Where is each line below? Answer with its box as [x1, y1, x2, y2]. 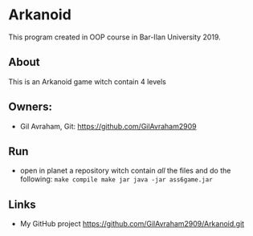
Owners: [8, 100, 52, 114]
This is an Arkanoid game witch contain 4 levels [8, 76, 166, 86]
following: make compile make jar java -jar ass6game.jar [19, 174, 213, 184]
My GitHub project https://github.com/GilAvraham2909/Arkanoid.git [19, 219, 245, 229]
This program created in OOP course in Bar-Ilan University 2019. [8, 32, 221, 42]
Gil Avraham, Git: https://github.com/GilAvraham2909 [19, 121, 197, 131]
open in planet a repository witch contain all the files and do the [19, 166, 231, 176]
